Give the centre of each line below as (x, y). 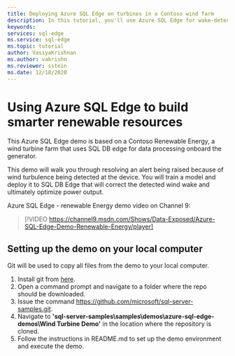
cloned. (28, 331)
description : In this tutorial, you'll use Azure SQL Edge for (101, 20)
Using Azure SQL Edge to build (98, 107)
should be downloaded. (51, 294)
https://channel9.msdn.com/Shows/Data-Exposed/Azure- (132, 219)
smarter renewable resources (95, 122)
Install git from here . (46, 279)
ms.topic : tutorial (36, 46)
